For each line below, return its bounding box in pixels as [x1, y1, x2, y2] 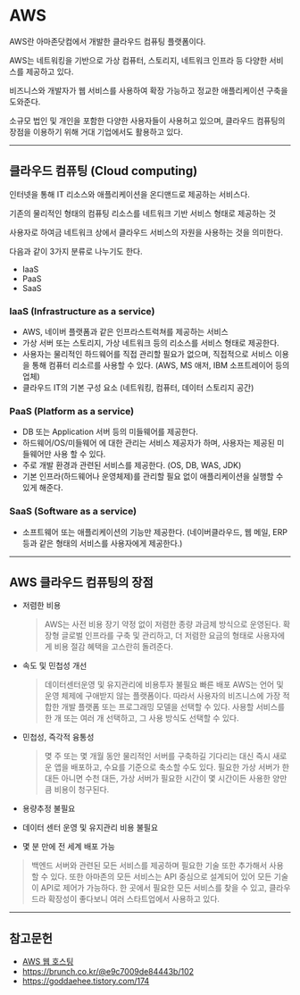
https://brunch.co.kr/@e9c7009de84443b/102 [21, 966, 195, 977]
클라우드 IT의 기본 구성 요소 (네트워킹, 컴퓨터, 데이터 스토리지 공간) [21, 382, 254, 393]
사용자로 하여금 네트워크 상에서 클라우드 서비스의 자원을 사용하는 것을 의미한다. [9, 227, 284, 238]
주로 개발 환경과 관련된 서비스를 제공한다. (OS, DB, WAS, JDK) [21, 460, 242, 471]
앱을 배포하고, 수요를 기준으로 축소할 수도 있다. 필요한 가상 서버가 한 [54, 762, 290, 773]
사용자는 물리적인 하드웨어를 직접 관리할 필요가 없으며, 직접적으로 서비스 [21, 349, 273, 360]
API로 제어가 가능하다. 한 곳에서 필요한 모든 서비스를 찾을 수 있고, [40, 882, 268, 893]
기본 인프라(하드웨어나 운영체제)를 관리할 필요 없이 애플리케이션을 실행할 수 [21, 471, 284, 482]
